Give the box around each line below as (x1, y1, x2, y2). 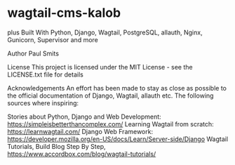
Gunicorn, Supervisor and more (7, 35, 98, 44)
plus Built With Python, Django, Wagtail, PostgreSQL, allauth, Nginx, (7, 28, 203, 37)
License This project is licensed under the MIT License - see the (7, 62, 193, 71)
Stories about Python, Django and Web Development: (7, 112, 161, 121)
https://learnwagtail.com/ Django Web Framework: (7, 127, 153, 136)
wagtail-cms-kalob (7, 5, 121, 21)
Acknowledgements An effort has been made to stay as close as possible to (7, 84, 227, 92)
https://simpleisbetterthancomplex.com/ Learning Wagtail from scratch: (7, 119, 214, 128)
